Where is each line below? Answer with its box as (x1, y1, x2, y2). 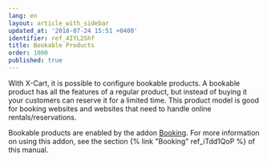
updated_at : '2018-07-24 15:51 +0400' (8, 26, 138, 34)
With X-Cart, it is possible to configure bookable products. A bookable (8, 78, 241, 88)
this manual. (8, 145, 49, 155)
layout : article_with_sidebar (8, 19, 110, 27)
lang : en (8, 11, 38, 20)
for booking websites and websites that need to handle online (8, 103, 212, 113)
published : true (8, 57, 63, 65)
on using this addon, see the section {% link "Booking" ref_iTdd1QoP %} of (8, 136, 256, 146)
